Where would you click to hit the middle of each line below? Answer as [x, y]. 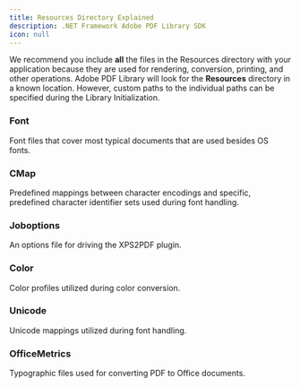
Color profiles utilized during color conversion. [95, 288]
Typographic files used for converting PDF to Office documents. [128, 374]
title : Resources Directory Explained [81, 17]
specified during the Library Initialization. [85, 98]
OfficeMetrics [40, 353]
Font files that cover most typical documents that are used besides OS [139, 141]
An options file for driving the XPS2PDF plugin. [95, 245]
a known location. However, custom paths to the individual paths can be [142, 88]
